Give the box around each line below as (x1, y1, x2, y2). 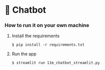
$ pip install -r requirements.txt (11, 43, 85, 47)
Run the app (11, 51, 37, 57)
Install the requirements (11, 33, 60, 39)
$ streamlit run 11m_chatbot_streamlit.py (11, 61, 100, 66)
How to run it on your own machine (4, 22, 89, 29)
